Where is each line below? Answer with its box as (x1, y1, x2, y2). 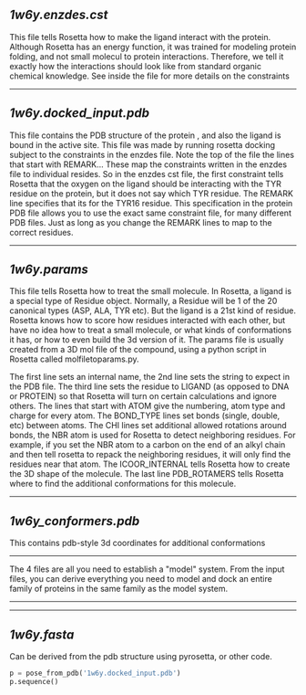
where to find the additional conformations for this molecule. (9, 479, 237, 490)
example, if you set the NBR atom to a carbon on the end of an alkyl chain (9, 439, 286, 450)
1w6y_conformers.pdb (9, 513, 140, 529)
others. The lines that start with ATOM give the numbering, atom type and (9, 401, 285, 412)
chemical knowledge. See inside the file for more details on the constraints (9, 70, 290, 81)
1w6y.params (9, 262, 89, 278)
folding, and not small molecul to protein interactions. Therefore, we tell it (9, 50, 284, 62)
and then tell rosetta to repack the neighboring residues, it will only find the (9, 449, 291, 460)
